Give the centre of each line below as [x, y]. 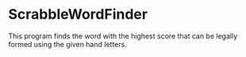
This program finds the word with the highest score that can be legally [123, 36]
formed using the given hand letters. [67, 44]
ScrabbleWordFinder [78, 14]
